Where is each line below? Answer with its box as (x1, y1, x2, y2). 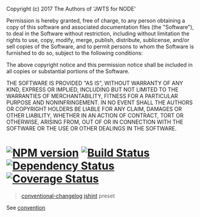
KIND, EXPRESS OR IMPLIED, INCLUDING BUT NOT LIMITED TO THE (6, 86, 179, 93)
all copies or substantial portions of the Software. (6, 68, 129, 75)
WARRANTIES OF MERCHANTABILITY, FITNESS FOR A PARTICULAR (6, 93, 178, 99)
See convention (6, 204, 46, 211)
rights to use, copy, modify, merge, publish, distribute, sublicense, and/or (6, 37, 190, 43)
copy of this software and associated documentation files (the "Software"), (6, 24, 195, 30)
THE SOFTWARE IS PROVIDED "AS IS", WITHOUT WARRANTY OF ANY (6, 79, 184, 87)
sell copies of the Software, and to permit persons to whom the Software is (6, 43, 195, 50)
